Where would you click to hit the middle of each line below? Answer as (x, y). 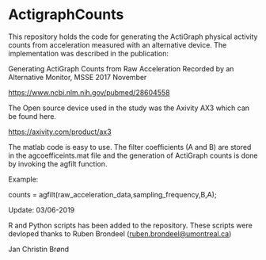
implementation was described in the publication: (88, 53)
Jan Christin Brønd (39, 249)
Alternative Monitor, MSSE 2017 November (78, 77)
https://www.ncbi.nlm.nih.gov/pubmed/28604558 (89, 92)
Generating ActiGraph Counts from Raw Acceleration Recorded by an (121, 68)
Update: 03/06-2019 (42, 210)
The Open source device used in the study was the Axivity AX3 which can (129, 108)
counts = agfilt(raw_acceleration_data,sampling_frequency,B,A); (112, 194)
